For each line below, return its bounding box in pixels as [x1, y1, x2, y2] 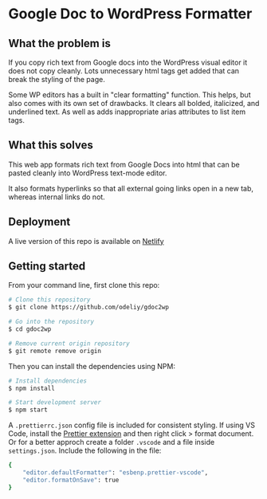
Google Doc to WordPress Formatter [8, 5, 253, 23]
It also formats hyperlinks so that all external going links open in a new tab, [8, 183, 253, 193]
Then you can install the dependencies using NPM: [8, 361, 175, 371]
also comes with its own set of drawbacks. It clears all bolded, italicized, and [8, 99, 260, 108]
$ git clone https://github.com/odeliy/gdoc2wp [8, 304, 170, 312]
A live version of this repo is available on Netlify [8, 236, 165, 246]
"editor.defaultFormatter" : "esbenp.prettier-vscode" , [22, 469, 209, 477]
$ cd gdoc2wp [8, 325, 52, 333]
